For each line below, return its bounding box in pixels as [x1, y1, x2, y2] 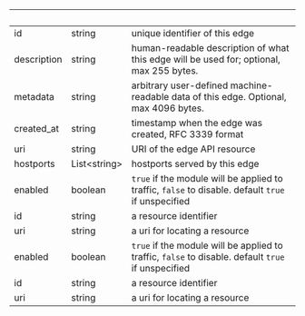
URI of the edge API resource [131, 143, 256, 155]
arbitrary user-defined [131, 79, 229, 92]
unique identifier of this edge [131, 27, 255, 39]
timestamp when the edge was [131, 117, 263, 129]
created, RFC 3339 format [131, 128, 244, 140]
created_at [14, 123, 60, 134]
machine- [230, 79, 273, 92]
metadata [14, 91, 54, 103]
